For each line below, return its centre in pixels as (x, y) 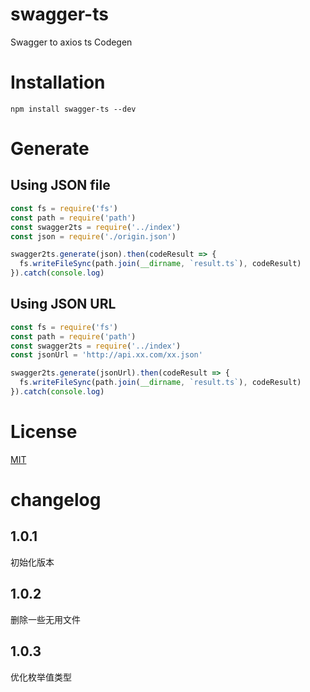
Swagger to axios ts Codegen (71, 42)
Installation (58, 82)
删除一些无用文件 (45, 619)
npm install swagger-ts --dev (73, 109)
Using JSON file (60, 185)
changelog (56, 500)
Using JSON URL (63, 304)
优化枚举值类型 (41, 677)
